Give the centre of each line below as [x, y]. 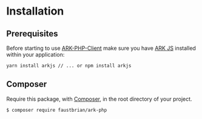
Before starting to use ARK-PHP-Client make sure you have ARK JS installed [101, 48]
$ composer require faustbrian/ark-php [57, 110]
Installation [35, 11]
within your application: [35, 55]
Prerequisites [32, 34]
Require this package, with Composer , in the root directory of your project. [99, 99]
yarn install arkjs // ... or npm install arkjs [69, 66]
